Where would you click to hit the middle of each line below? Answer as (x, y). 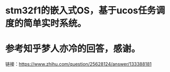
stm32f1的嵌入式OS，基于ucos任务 (81, 11)
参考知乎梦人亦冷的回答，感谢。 (73, 49)
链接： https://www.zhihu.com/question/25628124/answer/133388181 (79, 64)
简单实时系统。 (55, 23)
